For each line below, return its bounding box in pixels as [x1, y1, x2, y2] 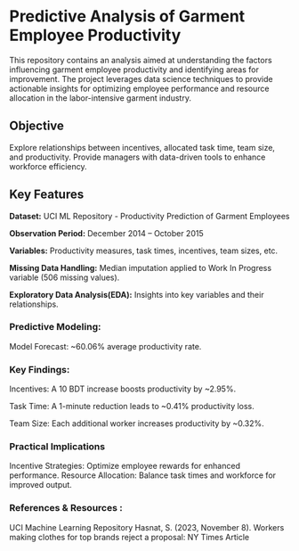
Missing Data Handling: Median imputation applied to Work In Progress [9, 262, 272, 273]
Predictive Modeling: [9, 321, 101, 333]
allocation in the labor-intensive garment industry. [9, 92, 191, 103]
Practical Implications [9, 440, 105, 453]
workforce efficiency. [9, 160, 87, 171]
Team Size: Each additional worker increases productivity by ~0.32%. [9, 418, 264, 429]
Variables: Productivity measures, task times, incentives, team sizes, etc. [9, 245, 279, 256]
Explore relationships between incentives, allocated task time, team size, [9, 142, 276, 152]
